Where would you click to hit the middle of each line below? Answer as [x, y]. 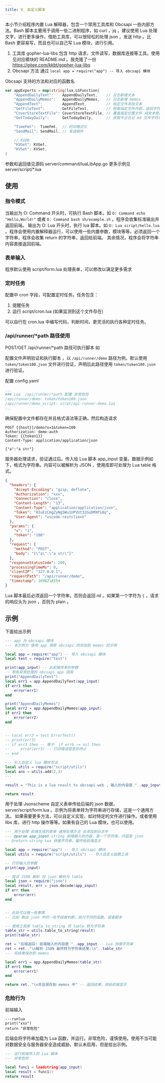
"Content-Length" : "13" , [39, 503]
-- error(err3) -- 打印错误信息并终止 [46, 749]
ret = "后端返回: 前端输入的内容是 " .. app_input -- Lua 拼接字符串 [69, 944]
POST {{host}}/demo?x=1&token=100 [41, 427]
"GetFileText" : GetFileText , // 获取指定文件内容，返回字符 [87, 109]
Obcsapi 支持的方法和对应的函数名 [40, 81]
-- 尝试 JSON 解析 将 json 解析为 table [44, 877]
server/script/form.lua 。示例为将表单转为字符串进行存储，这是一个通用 [77, 810]
